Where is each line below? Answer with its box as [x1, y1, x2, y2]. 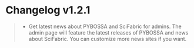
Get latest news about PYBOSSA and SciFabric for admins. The [28, 23, 182, 30]
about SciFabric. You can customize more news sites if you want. [28, 35, 187, 42]
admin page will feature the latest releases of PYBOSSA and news [28, 29, 189, 36]
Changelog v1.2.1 [5, 4, 91, 17]
